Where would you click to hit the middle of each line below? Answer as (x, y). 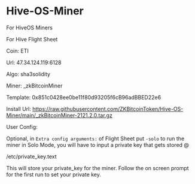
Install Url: (19, 108)
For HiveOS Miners (29, 28)
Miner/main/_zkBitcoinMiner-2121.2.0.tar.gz (59, 115)
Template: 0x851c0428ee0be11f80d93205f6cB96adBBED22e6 (84, 97)
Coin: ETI (17, 51)
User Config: (22, 126)
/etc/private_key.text (31, 156)
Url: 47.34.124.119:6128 (34, 62)
